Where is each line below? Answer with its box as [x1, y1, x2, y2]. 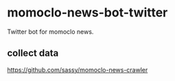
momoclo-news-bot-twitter [7, 5, 168, 21]
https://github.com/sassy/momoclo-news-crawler [7, 65, 148, 73]
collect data [7, 47, 59, 59]
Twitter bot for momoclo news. [7, 27, 94, 36]
